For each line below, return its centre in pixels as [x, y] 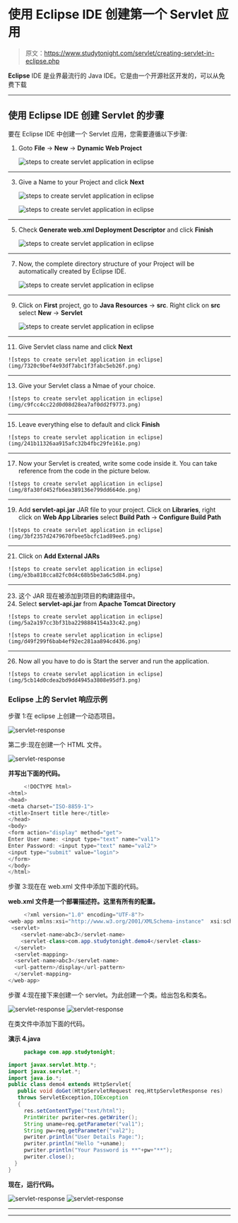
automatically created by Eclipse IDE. [72, 271]
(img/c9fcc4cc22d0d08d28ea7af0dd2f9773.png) [75, 404]
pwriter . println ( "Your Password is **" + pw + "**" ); [98, 1150]
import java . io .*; [35, 1078]
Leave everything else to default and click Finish [89, 424]
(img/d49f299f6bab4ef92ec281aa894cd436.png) [75, 641]
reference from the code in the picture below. [84, 471]
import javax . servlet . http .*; [53, 1065]
